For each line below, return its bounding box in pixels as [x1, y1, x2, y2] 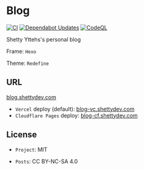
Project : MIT [15, 146, 48, 153]
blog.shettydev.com [6, 93, 57, 101]
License [6, 130, 37, 140]
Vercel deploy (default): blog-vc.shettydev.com [15, 105, 135, 113]
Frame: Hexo [6, 47, 37, 55]
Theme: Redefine [6, 59, 49, 67]
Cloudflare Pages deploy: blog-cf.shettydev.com [15, 111, 139, 119]
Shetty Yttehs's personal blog [6, 35, 81, 43]
